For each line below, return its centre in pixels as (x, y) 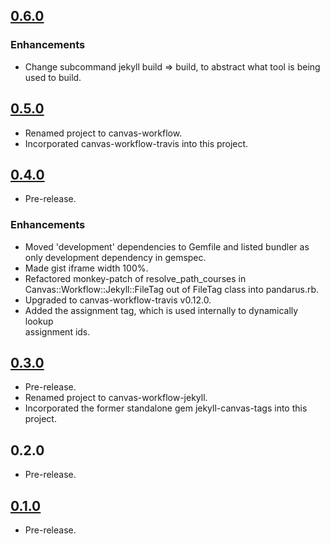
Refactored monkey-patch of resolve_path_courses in (135, 278)
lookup (39, 321)
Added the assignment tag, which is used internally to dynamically (161, 310)
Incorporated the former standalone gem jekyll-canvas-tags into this (166, 408)
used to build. (53, 77)
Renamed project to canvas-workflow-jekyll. (116, 398)
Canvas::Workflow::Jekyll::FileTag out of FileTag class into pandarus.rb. (172, 289)
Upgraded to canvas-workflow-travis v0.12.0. (118, 300)
